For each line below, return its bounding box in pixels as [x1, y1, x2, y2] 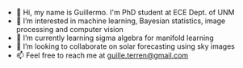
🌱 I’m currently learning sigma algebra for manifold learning [15, 33, 214, 42]
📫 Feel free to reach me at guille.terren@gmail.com [15, 50, 189, 60]
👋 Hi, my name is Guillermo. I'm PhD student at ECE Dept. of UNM [15, 8, 236, 17]
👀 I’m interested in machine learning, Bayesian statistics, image [15, 16, 226, 26]
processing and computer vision [15, 25, 124, 34]
